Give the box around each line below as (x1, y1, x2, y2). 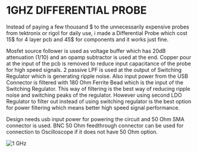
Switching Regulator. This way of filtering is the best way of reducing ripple (6, 85, 190, 92)
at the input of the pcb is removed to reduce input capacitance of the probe (6, 60, 192, 67)
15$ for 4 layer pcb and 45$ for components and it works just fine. (6, 36, 169, 43)
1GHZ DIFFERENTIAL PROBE (6, 4, 147, 17)
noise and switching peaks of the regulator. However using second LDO (6, 91, 182, 99)
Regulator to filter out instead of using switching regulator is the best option (6, 97, 192, 104)
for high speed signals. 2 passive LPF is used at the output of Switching (6, 66, 182, 73)
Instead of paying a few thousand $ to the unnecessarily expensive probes (6, 23, 189, 30)
